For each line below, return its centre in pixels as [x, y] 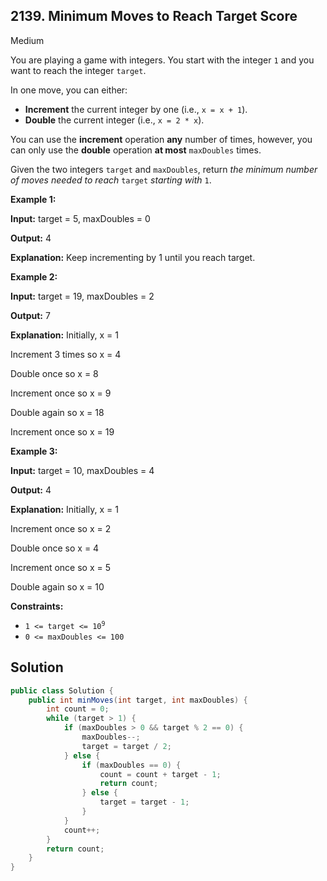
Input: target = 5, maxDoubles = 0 [80, 218]
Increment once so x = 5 [61, 567]
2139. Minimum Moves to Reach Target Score [154, 16]
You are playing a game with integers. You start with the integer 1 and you [162, 60]
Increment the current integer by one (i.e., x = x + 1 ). [136, 109]
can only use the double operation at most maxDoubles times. [136, 150]
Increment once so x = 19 [62, 431]
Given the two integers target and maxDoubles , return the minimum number [164, 169]
